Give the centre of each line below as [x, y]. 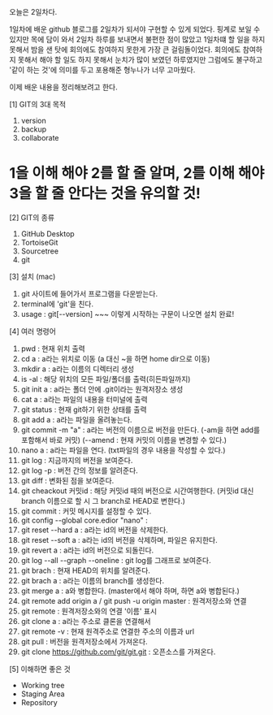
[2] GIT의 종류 [32, 217]
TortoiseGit [39, 242]
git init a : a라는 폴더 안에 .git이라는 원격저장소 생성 [102, 389]
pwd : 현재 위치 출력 [53, 349]
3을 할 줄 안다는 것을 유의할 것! [105, 194]
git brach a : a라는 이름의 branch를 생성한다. [93, 580]
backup [34, 129]
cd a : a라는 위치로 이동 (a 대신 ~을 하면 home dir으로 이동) [115, 358]
